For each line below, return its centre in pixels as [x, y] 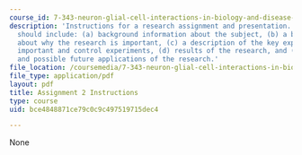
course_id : [30, 17]
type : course [34, 101]
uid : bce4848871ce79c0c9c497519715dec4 [84, 109]
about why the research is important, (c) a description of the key [148, 43]
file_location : [38, 68]
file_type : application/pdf [62, 76]
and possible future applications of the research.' [118, 59]
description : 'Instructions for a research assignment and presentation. [151, 26]
